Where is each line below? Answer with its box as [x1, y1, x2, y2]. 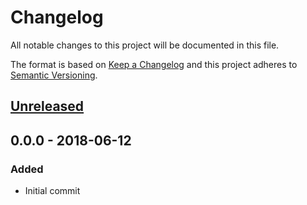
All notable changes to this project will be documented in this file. [10, 39, 280, 51]
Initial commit [24, 185, 81, 197]
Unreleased [10, 98, 85, 115]
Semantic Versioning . [10, 69, 98, 81]
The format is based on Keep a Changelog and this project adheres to [10, 58, 298, 70]
